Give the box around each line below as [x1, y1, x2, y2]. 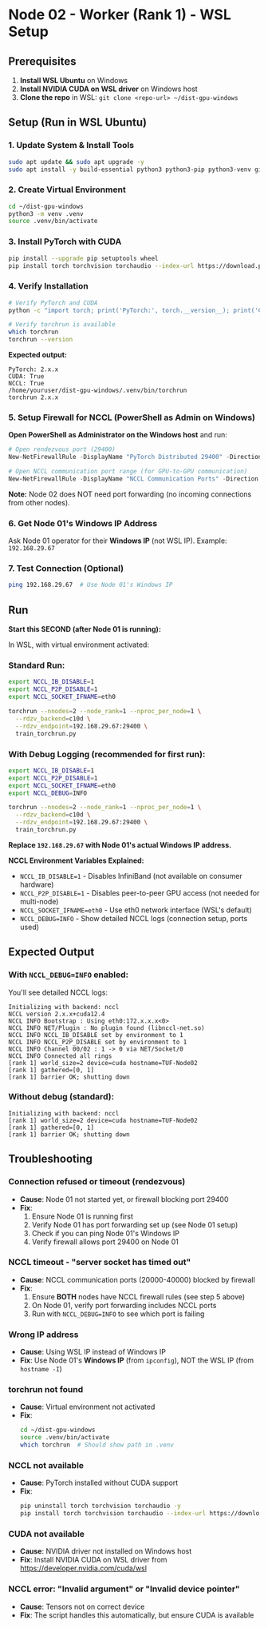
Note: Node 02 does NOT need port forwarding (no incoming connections [8, 489, 252, 499]
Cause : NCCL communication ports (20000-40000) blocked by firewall [19, 1275, 255, 1284]
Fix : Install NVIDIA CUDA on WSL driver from [19, 1555, 167, 1565]
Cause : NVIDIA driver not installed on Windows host [19, 1546, 192, 1556]
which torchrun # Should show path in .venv [19, 1441, 174, 1449]
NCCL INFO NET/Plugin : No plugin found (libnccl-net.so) [8, 1023, 205, 1032]
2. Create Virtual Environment [8, 184, 126, 195]
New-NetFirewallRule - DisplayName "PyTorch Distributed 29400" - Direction [8, 453, 262, 461]
